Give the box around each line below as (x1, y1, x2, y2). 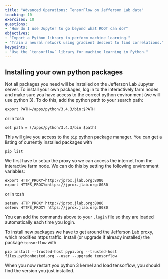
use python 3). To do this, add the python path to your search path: (5, 97, 143, 103)
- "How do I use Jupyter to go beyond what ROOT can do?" (5, 26, 128, 31)
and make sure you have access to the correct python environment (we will (5, 92, 160, 98)
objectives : (5, 31, 30, 36)
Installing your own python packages (5, 68, 123, 76)
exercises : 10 (5, 17, 35, 22)
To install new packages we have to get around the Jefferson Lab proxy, (5, 229, 154, 235)
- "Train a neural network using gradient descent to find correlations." (5, 40, 164, 45)
